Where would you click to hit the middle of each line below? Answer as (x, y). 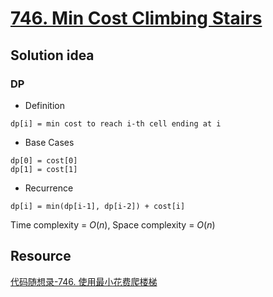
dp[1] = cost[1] (44, 169)
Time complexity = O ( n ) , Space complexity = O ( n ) (113, 224)
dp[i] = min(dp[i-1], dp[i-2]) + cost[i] (98, 206)
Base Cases (49, 142)
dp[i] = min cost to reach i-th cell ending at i (116, 123)
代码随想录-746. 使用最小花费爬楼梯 (84, 281)
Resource (41, 256)
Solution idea (52, 55)
